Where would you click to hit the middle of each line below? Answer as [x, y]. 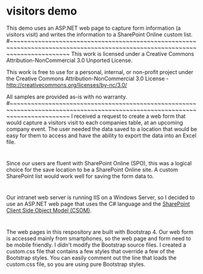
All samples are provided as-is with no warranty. [67, 97]
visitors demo [42, 11]
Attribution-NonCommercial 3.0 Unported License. [69, 60]
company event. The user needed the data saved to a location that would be [102, 129]
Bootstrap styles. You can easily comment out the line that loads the [91, 258]
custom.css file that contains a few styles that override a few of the [91, 251]
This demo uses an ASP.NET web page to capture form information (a [94, 28]
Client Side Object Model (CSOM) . [49, 210]
